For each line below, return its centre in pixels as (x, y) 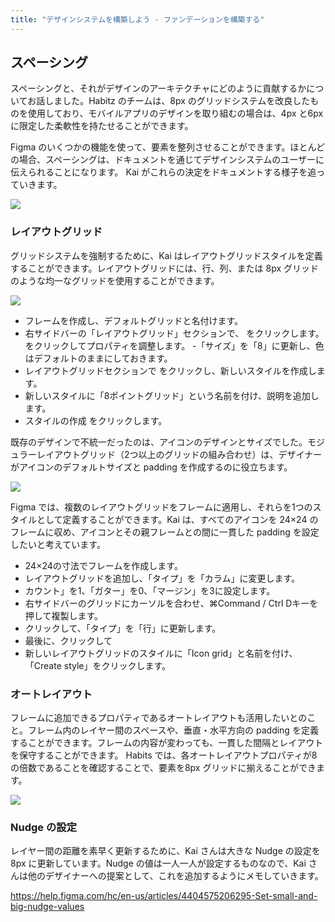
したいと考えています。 (58, 544)
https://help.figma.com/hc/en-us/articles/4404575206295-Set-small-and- (164, 896)
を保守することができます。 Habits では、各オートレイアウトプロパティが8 (164, 755)
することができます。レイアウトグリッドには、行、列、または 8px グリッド (165, 268)
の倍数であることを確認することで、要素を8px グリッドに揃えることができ (163, 768)
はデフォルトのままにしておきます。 (98, 358)
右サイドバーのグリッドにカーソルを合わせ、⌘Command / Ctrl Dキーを (171, 603)
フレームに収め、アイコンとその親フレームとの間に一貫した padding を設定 (165, 532)
